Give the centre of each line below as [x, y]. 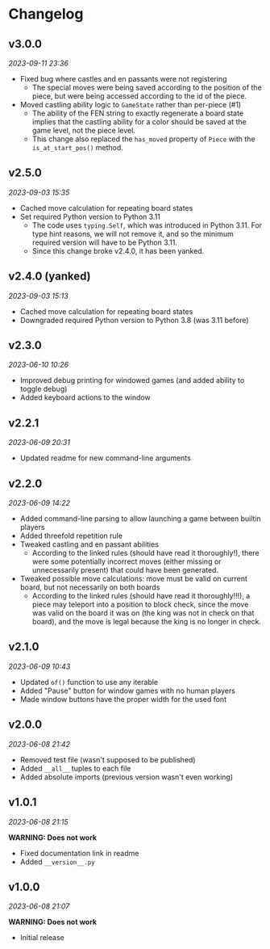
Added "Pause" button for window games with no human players [128, 691]
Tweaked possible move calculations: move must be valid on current [134, 579]
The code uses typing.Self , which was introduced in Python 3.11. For [147, 225]
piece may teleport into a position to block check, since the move [140, 605]
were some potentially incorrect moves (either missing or [127, 561]
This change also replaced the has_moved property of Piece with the [143, 139]
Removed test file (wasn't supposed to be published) [108, 759]
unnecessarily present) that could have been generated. [125, 570]
